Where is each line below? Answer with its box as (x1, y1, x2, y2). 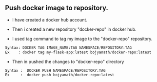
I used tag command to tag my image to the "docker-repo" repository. (12, 36, 153, 41)
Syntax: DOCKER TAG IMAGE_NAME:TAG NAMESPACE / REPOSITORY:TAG (5, 45, 132, 50)
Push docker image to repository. (5, 4, 109, 12)
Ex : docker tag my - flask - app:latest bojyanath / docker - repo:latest (5, 50, 152, 55)
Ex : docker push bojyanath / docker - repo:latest (5, 73, 115, 78)
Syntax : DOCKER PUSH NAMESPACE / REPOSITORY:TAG (5, 68, 106, 73)
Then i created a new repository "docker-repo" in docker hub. (12, 26, 137, 32)
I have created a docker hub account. (12, 17, 88, 22)
